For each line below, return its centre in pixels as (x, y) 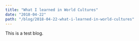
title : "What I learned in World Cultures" (52, 10)
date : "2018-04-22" (26, 14)
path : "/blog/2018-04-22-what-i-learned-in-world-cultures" (70, 19)
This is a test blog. (25, 33)
